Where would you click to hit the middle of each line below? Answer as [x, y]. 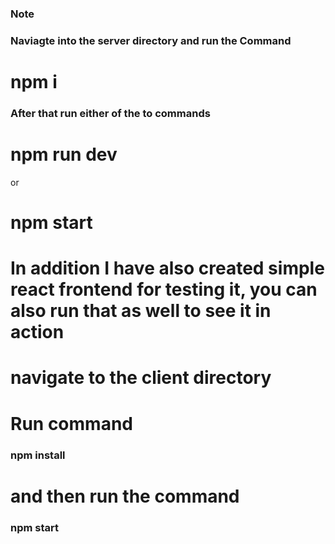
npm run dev [64, 154]
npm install [38, 455]
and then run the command [125, 496]
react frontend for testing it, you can [164, 289]
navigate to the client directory [141, 378]
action [37, 332]
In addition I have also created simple [167, 268]
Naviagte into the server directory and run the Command [151, 40]
